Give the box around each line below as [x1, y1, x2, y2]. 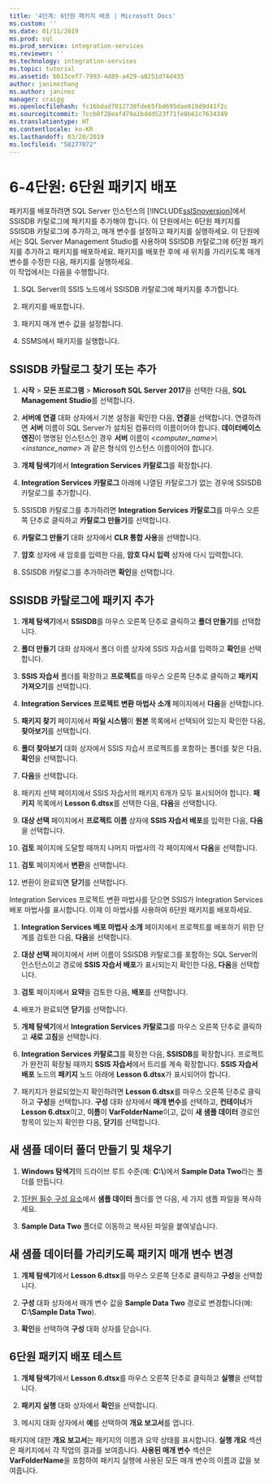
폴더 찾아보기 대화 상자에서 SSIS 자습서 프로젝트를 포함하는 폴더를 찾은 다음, [20, 744, 262, 753]
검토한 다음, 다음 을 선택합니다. [36, 932, 132, 943]
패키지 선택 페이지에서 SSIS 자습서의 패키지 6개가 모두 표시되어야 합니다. [20, 788, 252, 798]
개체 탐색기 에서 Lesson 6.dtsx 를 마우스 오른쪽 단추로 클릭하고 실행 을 [20, 1372, 241, 1382]
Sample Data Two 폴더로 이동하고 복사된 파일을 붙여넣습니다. [20, 1221, 219, 1231]
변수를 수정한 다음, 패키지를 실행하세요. [9, 257, 133, 267]
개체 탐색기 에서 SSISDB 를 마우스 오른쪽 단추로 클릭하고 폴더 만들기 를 [20, 617, 240, 627]
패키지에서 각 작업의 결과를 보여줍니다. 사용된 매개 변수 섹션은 [17, 1445, 212, 1455]
